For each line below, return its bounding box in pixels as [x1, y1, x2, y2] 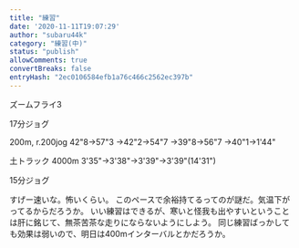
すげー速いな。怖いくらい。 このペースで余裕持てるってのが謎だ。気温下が [9, 193, 291, 205]
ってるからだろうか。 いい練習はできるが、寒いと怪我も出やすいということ [9, 205, 290, 216]
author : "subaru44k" [9, 30, 88, 39]
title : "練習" [9, 13, 61, 23]
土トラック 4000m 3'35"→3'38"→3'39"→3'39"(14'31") [9, 155, 217, 166]
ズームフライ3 [9, 98, 62, 109]
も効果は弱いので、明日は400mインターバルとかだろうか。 [9, 228, 231, 239]
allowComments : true [9, 56, 88, 65]
